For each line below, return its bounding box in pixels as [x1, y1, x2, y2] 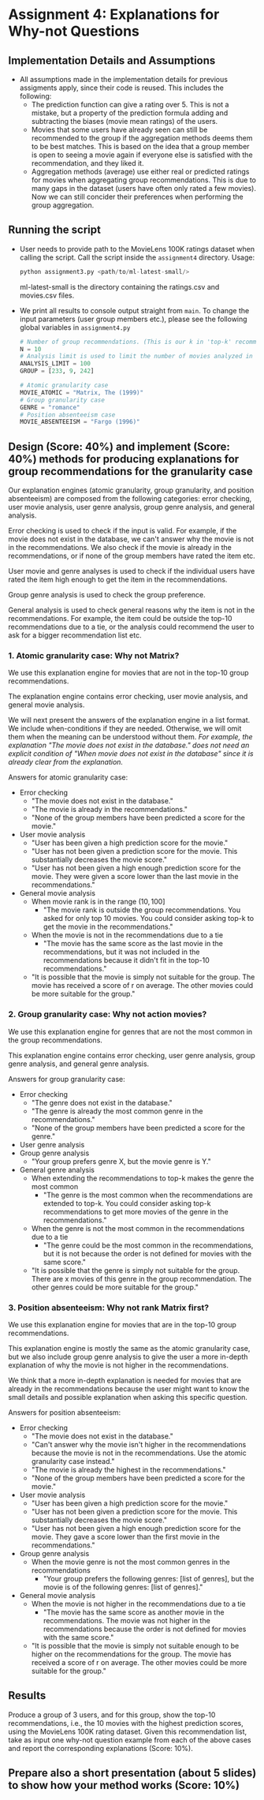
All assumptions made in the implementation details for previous [19, 75, 229, 84]
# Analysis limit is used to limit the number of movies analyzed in [19, 353, 254, 361]
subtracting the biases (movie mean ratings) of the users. [31, 117, 218, 125]
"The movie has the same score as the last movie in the [43, 939, 223, 949]
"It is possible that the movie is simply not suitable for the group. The [31, 972, 255, 982]
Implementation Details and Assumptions [8, 54, 216, 67]
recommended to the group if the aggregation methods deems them [31, 133, 254, 143]
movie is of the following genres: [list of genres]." [43, 1582, 203, 1592]
